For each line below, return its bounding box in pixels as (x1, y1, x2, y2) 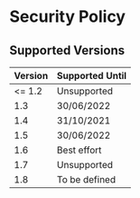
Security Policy (9, 6, 126, 27)
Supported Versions (9, 43, 125, 58)
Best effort (57, 144, 102, 156)
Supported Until (57, 70, 127, 82)
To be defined (57, 173, 116, 185)
